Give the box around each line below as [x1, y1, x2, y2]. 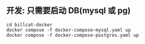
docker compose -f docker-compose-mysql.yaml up [6, 27, 131, 33]
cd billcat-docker [6, 21, 53, 28]
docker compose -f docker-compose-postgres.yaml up [6, 32, 139, 38]
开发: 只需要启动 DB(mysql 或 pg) [6, 5, 131, 16]
